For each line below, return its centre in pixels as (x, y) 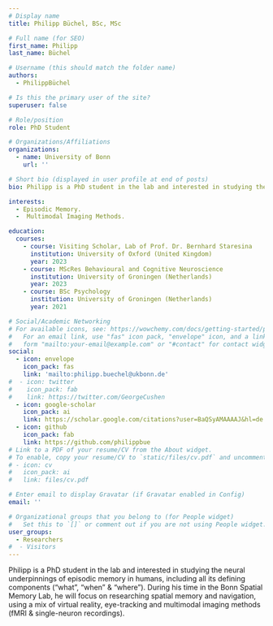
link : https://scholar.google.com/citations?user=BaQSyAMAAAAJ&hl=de (143, 420)
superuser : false (38, 105)
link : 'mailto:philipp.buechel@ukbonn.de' (96, 374)
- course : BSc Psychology (67, 292)
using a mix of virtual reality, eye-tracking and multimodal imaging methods (135, 605)
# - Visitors (32, 547)
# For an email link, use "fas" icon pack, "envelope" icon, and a (129, 337)
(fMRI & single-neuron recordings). (67, 613)
